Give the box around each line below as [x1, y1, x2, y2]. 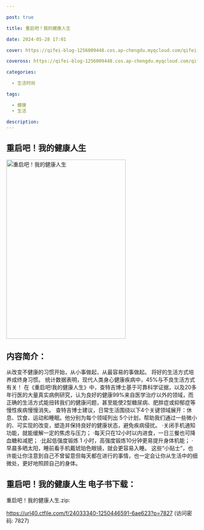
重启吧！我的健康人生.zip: [6, 497, 70, 504]
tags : [6, 91, 20, 97]
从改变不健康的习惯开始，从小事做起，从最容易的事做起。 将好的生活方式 [6, 369, 189, 375]
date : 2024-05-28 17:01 [6, 36, 67, 43]
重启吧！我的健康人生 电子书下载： [6, 479, 136, 490]
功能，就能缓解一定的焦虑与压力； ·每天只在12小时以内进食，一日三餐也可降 [6, 430, 196, 436]
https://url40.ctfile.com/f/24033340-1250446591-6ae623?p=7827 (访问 [6, 509, 187, 517]
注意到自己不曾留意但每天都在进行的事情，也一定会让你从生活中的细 [27, 452, 198, 459]
